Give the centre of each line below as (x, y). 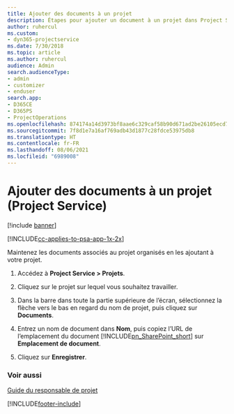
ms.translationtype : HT (42, 137)
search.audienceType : (39, 72)
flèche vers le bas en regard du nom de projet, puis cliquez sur (107, 307)
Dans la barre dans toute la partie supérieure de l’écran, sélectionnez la (119, 300)
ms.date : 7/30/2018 (36, 46)
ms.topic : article (34, 53)
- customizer (26, 85)
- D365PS (20, 111)
